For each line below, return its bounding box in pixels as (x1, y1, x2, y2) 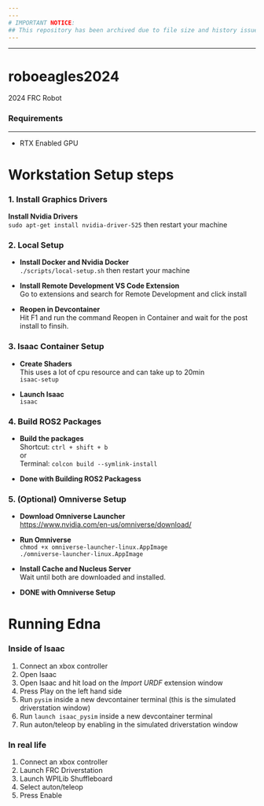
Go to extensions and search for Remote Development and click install (19, 289, 247, 299)
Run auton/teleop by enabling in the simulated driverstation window (19, 720, 238, 729)
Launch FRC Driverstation (19, 766, 104, 775)
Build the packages (19, 433, 84, 443)
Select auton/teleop (19, 782, 84, 792)
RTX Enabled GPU (19, 138, 79, 148)
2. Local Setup (8, 240, 64, 251)
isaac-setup (19, 375, 59, 384)
